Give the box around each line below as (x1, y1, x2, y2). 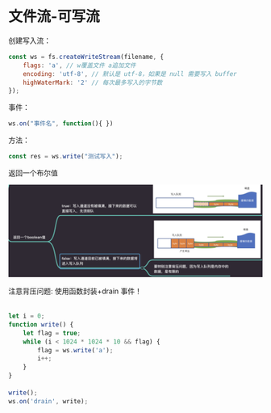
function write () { (8, 320, 74, 328)
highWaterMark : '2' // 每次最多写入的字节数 (23, 78, 163, 86)
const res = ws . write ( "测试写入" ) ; (8, 153, 123, 161)
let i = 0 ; (8, 312, 45, 320)
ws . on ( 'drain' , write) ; (8, 397, 89, 405)
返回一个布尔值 (8, 168, 58, 178)
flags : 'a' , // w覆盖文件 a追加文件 (23, 61, 136, 70)
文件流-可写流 (8, 7, 101, 26)
